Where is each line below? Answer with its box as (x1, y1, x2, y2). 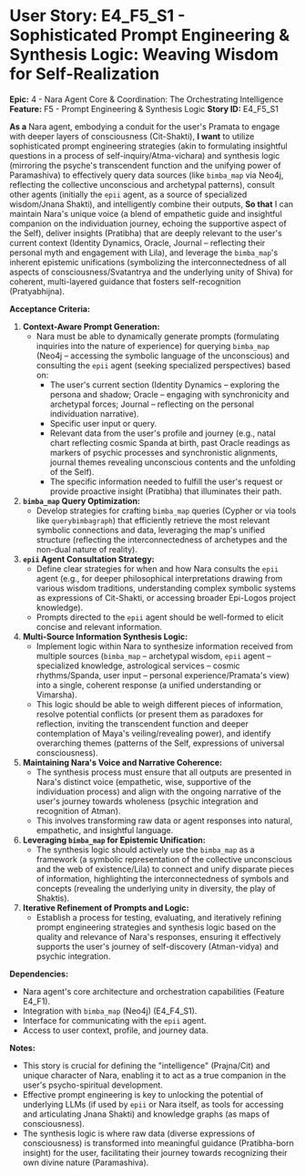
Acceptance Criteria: (9, 303, 91, 315)
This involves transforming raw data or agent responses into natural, (36, 815, 293, 826)
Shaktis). (36, 892, 70, 903)
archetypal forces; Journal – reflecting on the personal (49, 398, 255, 409)
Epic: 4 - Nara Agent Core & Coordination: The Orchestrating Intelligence (9, 93, 284, 105)
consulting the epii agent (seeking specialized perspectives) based (36, 359, 291, 370)
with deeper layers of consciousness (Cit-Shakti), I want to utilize (9, 130, 255, 141)
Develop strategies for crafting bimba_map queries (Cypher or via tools (36, 505, 297, 516)
